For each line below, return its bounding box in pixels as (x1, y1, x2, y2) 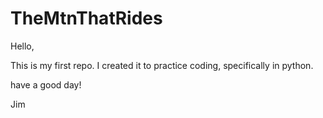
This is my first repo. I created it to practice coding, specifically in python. (10, 59, 314, 71)
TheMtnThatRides (10, 7, 163, 30)
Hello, (10, 40, 35, 52)
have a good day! (10, 78, 82, 91)
